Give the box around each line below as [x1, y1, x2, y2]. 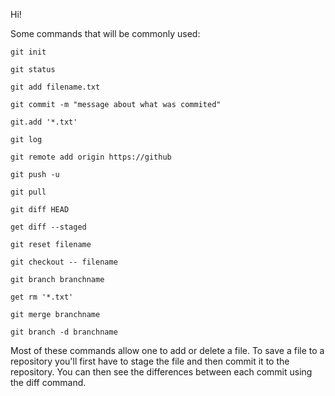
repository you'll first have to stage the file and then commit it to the [10, 355, 290, 367]
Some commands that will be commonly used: [10, 28, 201, 39]
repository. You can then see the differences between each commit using [10, 366, 313, 378]
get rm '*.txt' [10, 292, 74, 302]
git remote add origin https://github [10, 152, 172, 162]
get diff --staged [10, 222, 87, 232]
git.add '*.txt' [10, 117, 78, 127]
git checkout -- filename [10, 257, 118, 267]
